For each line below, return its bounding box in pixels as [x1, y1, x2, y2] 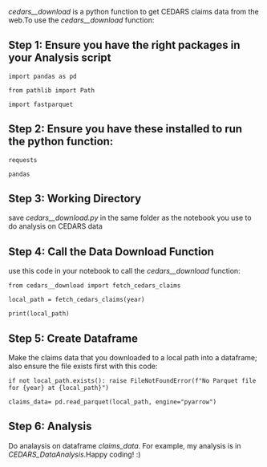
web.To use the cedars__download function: [8, 15, 155, 25]
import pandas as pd [8, 72, 78, 80]
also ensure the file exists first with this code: [8, 361, 158, 372]
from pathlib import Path [8, 86, 95, 95]
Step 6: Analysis [8, 420, 92, 433]
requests [8, 156, 38, 164]
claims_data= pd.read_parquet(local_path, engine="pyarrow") [8, 398, 217, 406]
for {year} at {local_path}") [8, 384, 110, 392]
